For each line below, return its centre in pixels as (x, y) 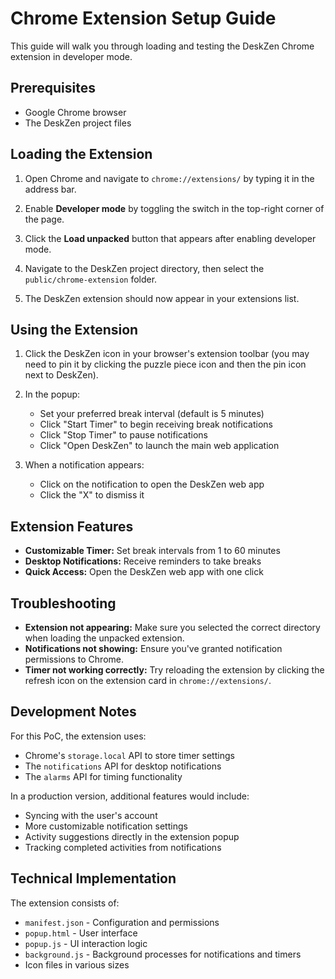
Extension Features (72, 526)
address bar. (50, 189)
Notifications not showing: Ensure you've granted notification (153, 648)
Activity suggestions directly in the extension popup (132, 836)
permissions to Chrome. (74, 659)
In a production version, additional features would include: (130, 796)
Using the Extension (74, 329)
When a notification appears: (84, 465)
